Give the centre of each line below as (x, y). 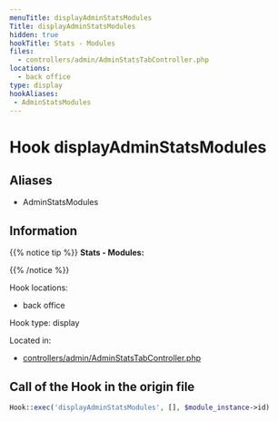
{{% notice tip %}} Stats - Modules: (77, 253)
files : (22, 52)
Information (44, 231)
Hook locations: (39, 288)
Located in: (30, 340)
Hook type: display (45, 323)
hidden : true (34, 34)
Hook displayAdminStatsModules (138, 147)
